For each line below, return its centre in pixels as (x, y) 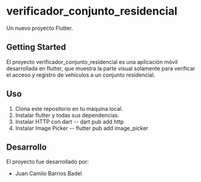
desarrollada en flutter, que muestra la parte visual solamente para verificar (101, 68)
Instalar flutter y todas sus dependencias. (67, 115)
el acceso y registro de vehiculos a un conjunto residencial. (81, 75)
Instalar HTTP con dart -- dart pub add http (69, 121)
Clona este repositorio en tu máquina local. (69, 108)
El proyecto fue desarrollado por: (48, 162)
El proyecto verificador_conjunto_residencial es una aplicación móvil (92, 61)
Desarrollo (26, 147)
